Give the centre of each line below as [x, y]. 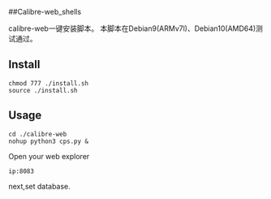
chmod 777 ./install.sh [49, 83]
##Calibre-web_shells [45, 12]
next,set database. [39, 186]
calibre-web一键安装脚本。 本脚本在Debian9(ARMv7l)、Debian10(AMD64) [132, 28]
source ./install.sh [43, 90]
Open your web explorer [49, 156]
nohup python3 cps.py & [49, 141]
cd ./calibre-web [38, 134]
